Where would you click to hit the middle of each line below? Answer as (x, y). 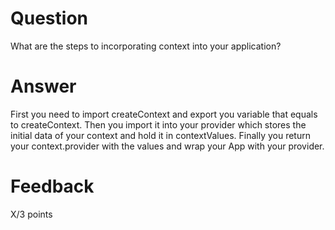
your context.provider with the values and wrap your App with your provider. (167, 146)
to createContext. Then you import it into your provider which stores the (158, 124)
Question (49, 18)
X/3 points (31, 214)
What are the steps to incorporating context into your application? (146, 46)
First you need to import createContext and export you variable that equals (164, 114)
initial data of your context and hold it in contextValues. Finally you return (160, 135)
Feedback (52, 186)
